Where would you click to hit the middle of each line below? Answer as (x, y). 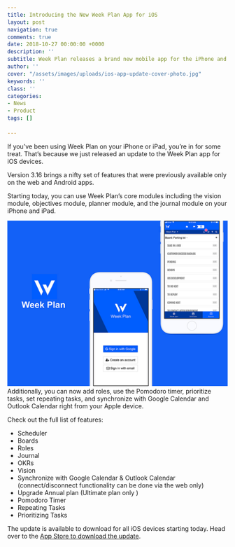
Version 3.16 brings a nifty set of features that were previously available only (117, 174)
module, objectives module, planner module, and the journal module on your (117, 203)
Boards (28, 441)
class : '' (22, 89)
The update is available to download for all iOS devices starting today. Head (116, 528)
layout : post (26, 22)
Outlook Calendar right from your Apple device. (76, 406)
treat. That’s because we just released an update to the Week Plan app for (114, 153)
